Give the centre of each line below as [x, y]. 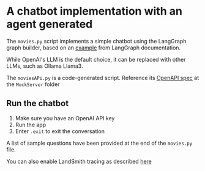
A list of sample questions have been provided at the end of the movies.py [99, 143]
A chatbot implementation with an [94, 11]
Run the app [31, 125]
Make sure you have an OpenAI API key [65, 118]
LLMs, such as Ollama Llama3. [45, 66]
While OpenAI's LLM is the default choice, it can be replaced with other [96, 59]
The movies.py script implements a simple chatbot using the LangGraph [96, 41]
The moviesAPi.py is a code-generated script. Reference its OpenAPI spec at [103, 78]
